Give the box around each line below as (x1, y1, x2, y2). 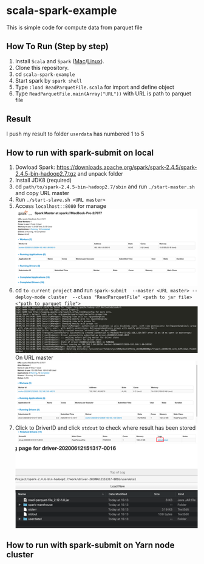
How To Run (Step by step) (6, 41, 109, 52)
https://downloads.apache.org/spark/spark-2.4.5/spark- (56, 163, 197, 171)
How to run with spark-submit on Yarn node (6, 540, 175, 551)
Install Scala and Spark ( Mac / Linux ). (15, 57, 104, 64)
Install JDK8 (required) (15, 177, 72, 184)
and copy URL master (15, 190, 70, 197)
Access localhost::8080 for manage (15, 202, 107, 210)
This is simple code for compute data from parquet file (6, 24, 143, 31)
